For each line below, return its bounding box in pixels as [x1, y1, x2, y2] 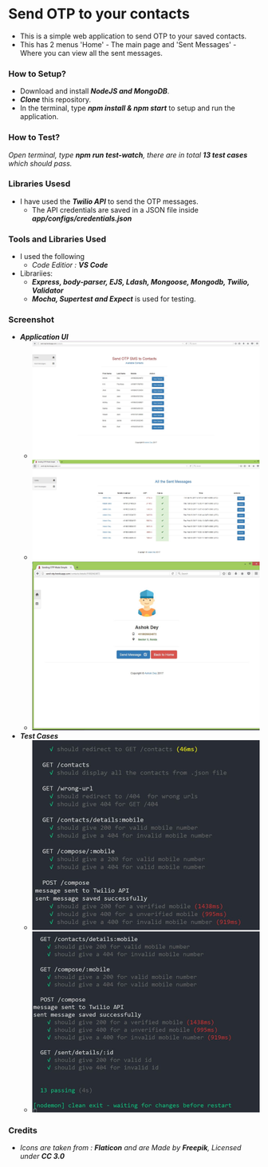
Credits [8, 1125, 37, 1136]
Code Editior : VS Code [31, 261, 108, 270]
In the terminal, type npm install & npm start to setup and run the [19, 103, 235, 113]
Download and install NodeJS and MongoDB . [19, 86, 170, 96]
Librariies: [19, 269, 53, 278]
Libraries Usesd [8, 178, 71, 189]
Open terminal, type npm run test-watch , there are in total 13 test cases [8, 149, 248, 160]
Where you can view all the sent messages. [19, 48, 164, 58]
